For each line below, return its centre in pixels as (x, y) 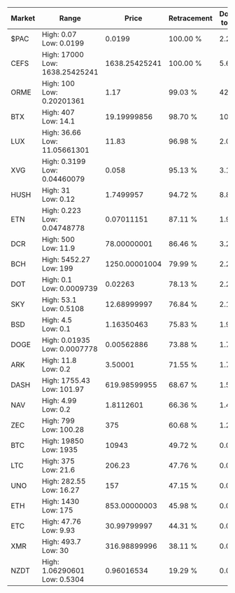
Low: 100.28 (63, 429)
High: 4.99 (59, 401)
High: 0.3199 (64, 162)
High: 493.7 (62, 541)
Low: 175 (57, 510)
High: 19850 (63, 441)
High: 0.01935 (66, 340)
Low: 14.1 (58, 121)
